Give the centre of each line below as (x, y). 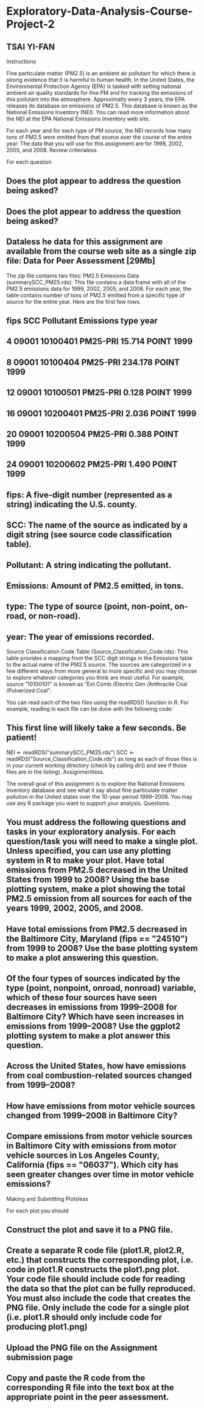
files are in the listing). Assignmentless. (55, 772)
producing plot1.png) (47, 1327)
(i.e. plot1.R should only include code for (84, 1317)
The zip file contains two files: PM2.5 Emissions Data (72, 276)
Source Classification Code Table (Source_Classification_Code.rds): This (97, 651)
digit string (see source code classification (89, 535)
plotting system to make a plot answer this (88, 1036)
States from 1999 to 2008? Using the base (88, 880)
